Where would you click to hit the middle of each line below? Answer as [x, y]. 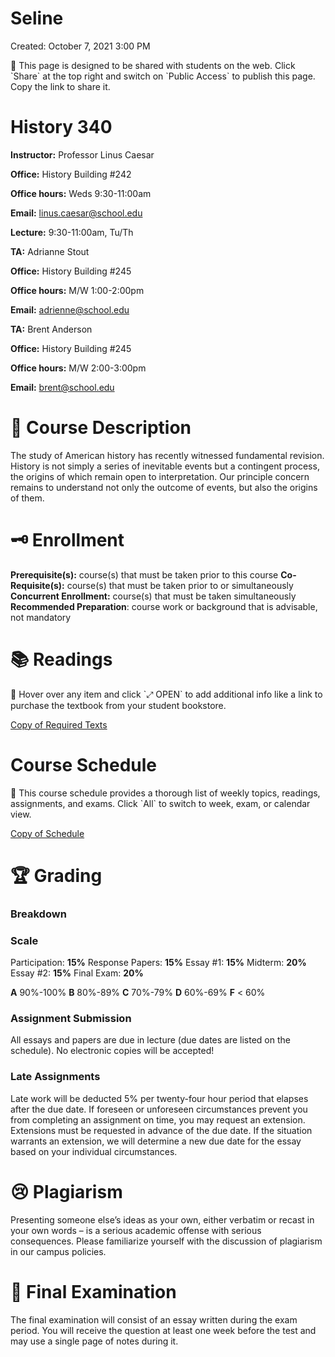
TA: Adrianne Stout [50, 251]
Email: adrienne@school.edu [70, 309]
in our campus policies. [58, 1251]
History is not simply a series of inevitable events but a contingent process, [165, 466]
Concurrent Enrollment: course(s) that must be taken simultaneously [153, 596]
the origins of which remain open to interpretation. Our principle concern [160, 476]
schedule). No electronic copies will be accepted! [112, 1051]
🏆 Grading [56, 875]
